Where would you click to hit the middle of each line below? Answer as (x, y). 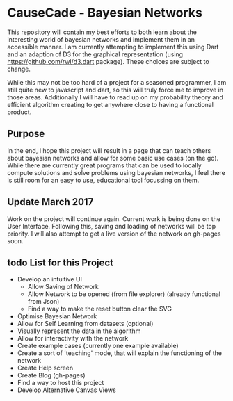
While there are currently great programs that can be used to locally (104, 165)
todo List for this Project (60, 262)
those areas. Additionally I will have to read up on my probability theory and (115, 97)
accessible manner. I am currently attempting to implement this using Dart (113, 47)
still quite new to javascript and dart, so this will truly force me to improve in (115, 90)
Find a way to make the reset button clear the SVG (100, 309)
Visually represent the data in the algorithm (79, 331)
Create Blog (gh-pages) (51, 375)
